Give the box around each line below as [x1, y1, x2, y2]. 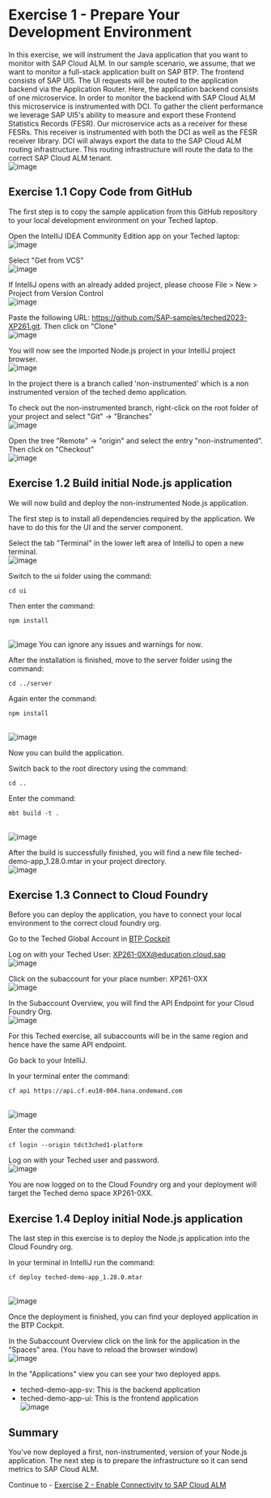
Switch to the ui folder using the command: [8, 571, 152, 580]
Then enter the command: [8, 601, 95, 610]
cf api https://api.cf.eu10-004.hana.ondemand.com [8, 1087, 183, 1095]
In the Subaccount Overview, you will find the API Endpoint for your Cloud [8, 999, 255, 1008]
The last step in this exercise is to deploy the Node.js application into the [8, 1234, 250, 1243]
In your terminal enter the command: [8, 1072, 130, 1081]
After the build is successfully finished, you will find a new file [8, 847, 214, 857]
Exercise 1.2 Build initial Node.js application [8, 477, 233, 490]
